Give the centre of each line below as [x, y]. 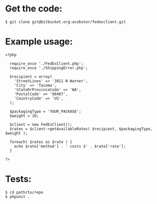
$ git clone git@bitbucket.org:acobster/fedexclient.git [66, 22]
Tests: [18, 179]
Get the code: [34, 9]
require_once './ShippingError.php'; [49, 68]
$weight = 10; [24, 116]
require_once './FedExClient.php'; [47, 63]
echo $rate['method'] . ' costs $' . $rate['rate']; [70, 146]
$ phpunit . [17, 197]
